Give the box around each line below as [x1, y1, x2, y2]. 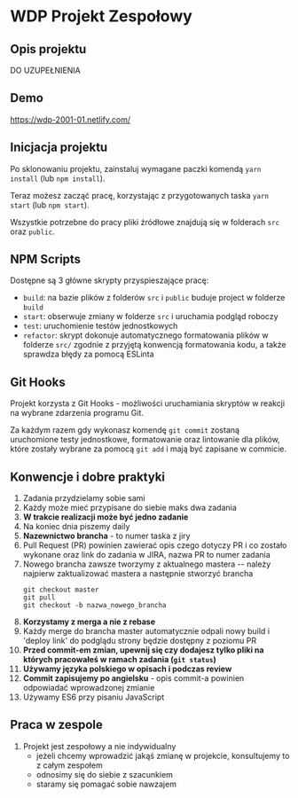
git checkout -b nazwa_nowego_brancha [22, 601, 167, 610]
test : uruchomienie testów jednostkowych [22, 321, 178, 332]
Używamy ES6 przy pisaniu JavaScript [22, 692, 165, 702]
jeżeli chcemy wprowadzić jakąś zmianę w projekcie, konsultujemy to [35, 750, 290, 761]
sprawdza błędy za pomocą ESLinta [22, 348, 154, 360]
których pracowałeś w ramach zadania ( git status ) [22, 654, 216, 665]
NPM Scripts [10, 252, 82, 267]
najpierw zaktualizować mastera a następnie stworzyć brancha [22, 568, 254, 579]
